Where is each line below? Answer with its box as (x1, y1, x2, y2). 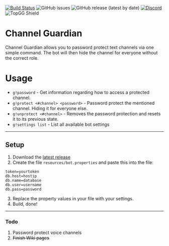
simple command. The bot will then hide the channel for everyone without (5, 49, 158, 55)
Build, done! (12, 201, 38, 207)
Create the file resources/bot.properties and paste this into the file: (12, 159, 153, 166)
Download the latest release (12, 154, 71, 160)
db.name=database (5, 178, 42, 183)
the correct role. (5, 55, 39, 61)
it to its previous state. (12, 116, 59, 122)
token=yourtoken (5, 169, 39, 174)
